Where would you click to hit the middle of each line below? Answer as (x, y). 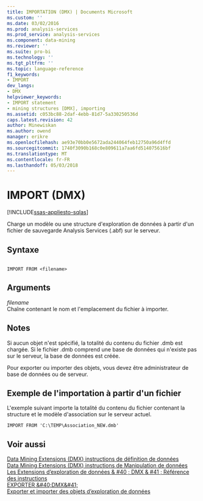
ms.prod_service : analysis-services (53, 35)
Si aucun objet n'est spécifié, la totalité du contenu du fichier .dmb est (95, 343)
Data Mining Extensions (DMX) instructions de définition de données (93, 459)
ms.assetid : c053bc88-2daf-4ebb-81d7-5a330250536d (73, 114)
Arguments (29, 288)
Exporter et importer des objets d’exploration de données (79, 491)
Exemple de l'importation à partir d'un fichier (94, 393)
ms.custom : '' (25, 18)
